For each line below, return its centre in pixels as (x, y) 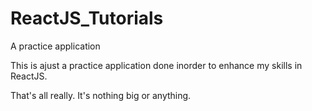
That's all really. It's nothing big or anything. (101, 95)
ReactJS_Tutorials (87, 18)
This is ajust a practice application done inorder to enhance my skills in (156, 65)
